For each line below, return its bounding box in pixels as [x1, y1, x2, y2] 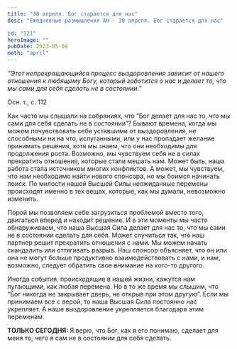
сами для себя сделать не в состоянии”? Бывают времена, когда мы [7, 119, 217, 128]
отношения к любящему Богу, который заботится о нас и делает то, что [7, 77, 227, 85]
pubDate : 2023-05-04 [7, 43, 69, 50]
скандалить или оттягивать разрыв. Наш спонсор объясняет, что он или [7, 246, 227, 254]
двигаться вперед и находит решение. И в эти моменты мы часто [7, 216, 208, 224]
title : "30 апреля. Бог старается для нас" [7, 10, 138, 18]
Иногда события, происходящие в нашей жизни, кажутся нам [7, 275, 196, 283]
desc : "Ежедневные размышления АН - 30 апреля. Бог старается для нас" [7, 17, 224, 24]
